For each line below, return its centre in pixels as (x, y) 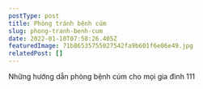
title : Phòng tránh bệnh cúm (57, 23)
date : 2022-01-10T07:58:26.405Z (63, 38)
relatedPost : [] (36, 53)
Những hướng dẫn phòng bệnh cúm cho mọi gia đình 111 (102, 76)
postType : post (34, 16)
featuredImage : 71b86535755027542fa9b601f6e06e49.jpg (101, 46)
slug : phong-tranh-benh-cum (56, 31)
